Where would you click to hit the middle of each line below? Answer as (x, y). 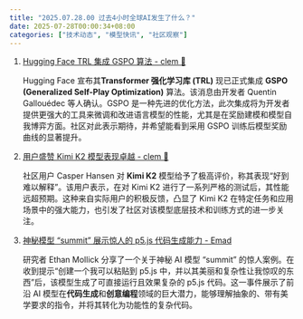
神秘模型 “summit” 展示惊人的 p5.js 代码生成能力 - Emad (127, 240)
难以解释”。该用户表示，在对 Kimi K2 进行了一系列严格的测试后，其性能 (156, 188)
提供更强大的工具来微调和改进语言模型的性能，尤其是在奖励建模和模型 (153, 115)
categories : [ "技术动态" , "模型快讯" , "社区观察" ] (99, 34)
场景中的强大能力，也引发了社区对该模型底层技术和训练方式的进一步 (149, 210)
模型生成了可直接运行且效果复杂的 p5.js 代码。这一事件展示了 (172, 283)
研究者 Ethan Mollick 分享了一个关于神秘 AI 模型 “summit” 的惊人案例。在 (158, 260)
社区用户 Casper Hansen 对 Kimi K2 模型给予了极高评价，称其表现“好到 (156, 176)
